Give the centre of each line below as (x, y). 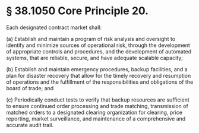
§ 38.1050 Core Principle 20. (78, 11)
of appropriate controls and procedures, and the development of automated (99, 51)
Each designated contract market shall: (54, 27)
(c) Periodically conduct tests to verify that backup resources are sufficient (98, 100)
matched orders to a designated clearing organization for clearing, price (94, 112)
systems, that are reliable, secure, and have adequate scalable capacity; (94, 58)
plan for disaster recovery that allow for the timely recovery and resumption (99, 75)
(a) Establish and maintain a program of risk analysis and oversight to (91, 39)
